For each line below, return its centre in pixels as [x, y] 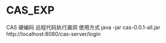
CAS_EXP [30, 10]
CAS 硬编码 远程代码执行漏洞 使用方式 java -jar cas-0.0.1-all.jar [83, 27]
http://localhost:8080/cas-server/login [53, 34]
